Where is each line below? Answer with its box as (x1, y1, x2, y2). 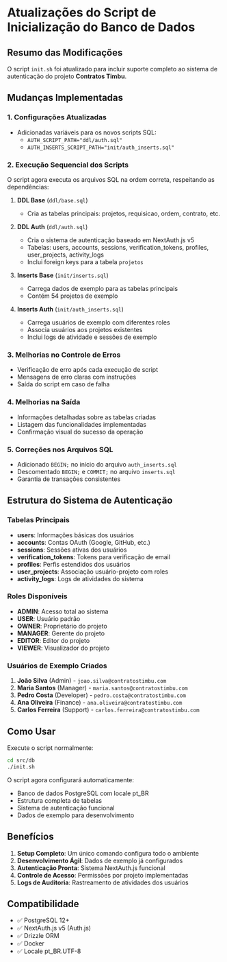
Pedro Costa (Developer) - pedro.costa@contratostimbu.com (16, 691, 187, 699)
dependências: (7, 183, 49, 191)
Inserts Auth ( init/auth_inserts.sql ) (16, 305, 124, 313)
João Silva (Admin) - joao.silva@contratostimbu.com (16, 677, 167, 685)
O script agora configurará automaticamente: (7, 775, 135, 784)
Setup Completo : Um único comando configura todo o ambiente (16, 849, 200, 857)
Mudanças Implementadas (7, 92, 124, 104)
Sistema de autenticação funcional (16, 803, 115, 812)
